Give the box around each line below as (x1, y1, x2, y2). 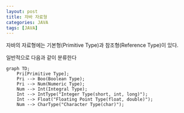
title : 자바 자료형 (6, 14, 47, 20)
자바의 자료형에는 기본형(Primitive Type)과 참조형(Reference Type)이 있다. (6, 42, 179, 49)
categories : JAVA (6, 19, 49, 25)
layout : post (6, 8, 38, 15)
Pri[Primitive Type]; (16, 71, 69, 77)
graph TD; (6, 66, 30, 72)
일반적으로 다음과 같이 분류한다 (6, 54, 77, 61)
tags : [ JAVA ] (6, 25, 38, 31)
